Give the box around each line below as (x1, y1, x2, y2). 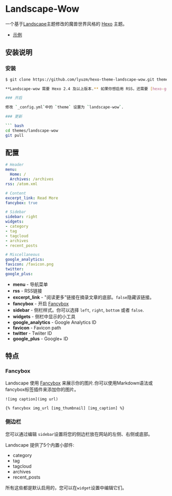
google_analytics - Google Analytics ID (12, 319, 97, 325)
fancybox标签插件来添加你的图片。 (5, 386, 79, 392)
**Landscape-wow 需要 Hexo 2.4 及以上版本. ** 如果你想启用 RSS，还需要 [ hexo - (5, 86, 164, 91)
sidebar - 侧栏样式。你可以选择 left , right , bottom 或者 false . (12, 307, 144, 313)
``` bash (5, 123, 24, 128)
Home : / (10, 172, 27, 177)
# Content (5, 191, 27, 196)
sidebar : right (5, 214, 38, 219)
